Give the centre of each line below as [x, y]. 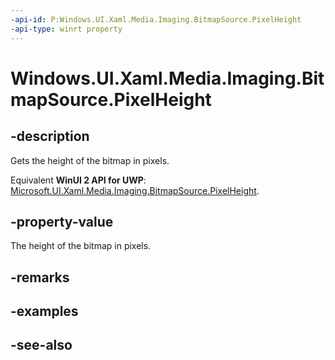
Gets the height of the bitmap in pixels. [90, 160]
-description [50, 136]
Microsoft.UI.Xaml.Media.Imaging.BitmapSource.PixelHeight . [135, 190]
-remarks [40, 277]
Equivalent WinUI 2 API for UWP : [78, 180]
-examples [44, 311]
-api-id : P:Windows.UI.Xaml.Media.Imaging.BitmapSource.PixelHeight [156, 19]
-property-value [62, 221]
